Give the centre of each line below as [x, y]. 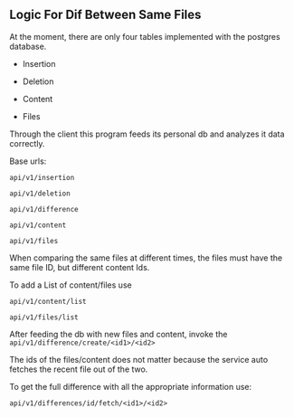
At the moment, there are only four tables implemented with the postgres [145, 36]
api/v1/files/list [44, 317]
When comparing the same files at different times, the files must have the [146, 258]
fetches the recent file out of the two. [79, 369]
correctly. [27, 143]
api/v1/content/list [48, 301]
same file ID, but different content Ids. [80, 267]
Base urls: [28, 161]
